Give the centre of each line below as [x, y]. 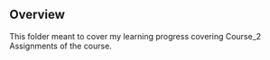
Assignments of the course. [61, 46]
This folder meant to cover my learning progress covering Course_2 [135, 36]
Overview [37, 15]
